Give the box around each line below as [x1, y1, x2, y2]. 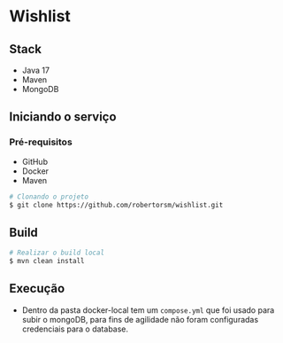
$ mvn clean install [9, 257, 86, 266]
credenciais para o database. [21, 324, 129, 334]
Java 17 [21, 65, 50, 75]
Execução [9, 281, 65, 296]
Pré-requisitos [9, 136, 73, 148]
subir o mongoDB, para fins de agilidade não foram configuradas [21, 314, 259, 324]
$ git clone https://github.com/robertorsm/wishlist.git [9, 200, 224, 209]
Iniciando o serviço [9, 109, 117, 125]
